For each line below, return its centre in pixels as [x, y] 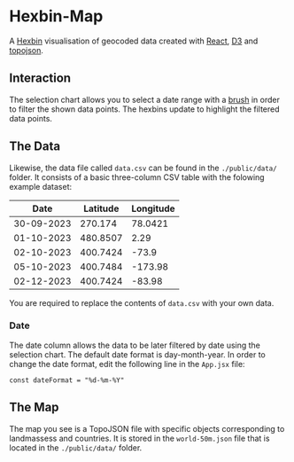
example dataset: [41, 186]
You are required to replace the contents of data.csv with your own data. [142, 302]
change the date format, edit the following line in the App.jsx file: [127, 364]
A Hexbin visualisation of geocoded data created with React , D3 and [134, 41]
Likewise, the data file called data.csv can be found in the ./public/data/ [143, 168]
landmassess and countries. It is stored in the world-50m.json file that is [139, 438]
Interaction [40, 78]
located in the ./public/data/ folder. [76, 447]
